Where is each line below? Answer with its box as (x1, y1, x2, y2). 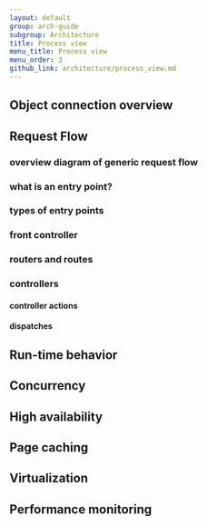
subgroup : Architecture (9, 30, 100, 39)
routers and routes (9, 253, 94, 266)
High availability (9, 409, 103, 424)
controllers (9, 278, 59, 291)
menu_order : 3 (9, 55, 64, 65)
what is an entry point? (9, 180, 113, 193)
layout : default (9, 13, 71, 23)
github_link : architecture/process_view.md (9, 65, 177, 74)
